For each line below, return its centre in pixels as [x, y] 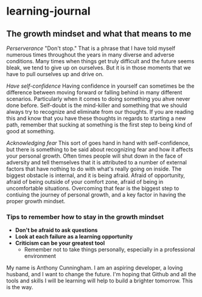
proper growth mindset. [36, 201]
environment [40, 256]
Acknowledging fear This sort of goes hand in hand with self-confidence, [98, 143]
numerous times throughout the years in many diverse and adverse [90, 55]
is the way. [20, 287]
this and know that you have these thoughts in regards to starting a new [96, 118]
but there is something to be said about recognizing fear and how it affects [100, 149]
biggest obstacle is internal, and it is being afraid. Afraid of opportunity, [96, 175]
